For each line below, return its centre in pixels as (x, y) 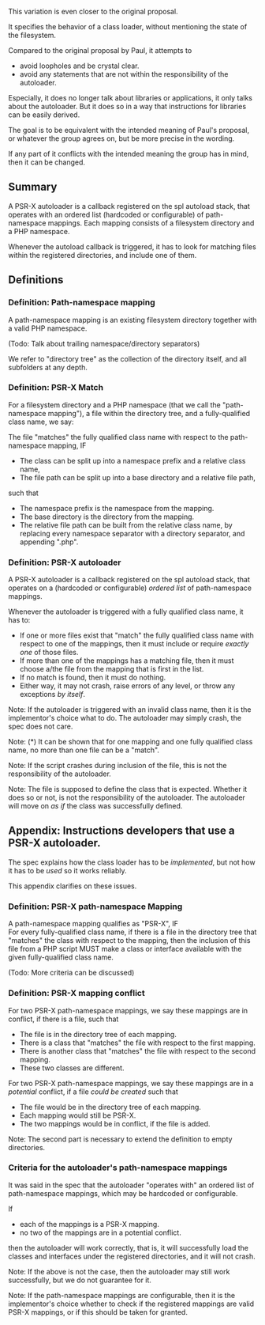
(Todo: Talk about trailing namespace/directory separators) (104, 343)
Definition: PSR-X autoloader (65, 562)
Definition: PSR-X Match (56, 388)
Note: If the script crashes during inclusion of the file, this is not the (118, 766)
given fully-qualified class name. (61, 957)
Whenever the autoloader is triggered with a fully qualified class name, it (126, 611)
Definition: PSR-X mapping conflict (77, 994)
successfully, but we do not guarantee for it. (80, 1280)
